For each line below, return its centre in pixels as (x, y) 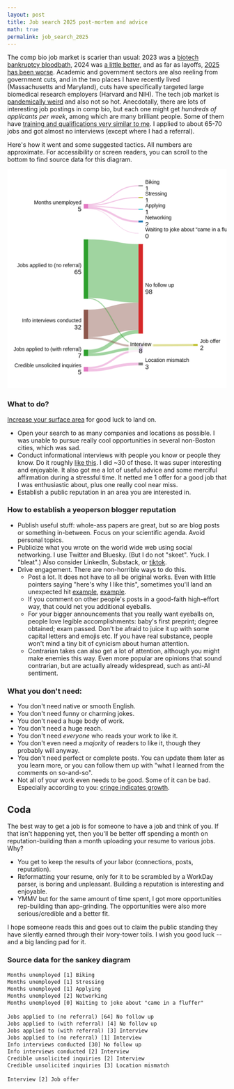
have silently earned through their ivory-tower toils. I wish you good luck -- (115, 934)
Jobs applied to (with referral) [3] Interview (78, 1031)
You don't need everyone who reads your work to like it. (97, 736)
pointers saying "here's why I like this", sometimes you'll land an (120, 584)
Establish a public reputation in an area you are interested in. (104, 492)
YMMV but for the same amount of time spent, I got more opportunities (119, 898)
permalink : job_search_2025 (48, 37)
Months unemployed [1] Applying (54, 989)
